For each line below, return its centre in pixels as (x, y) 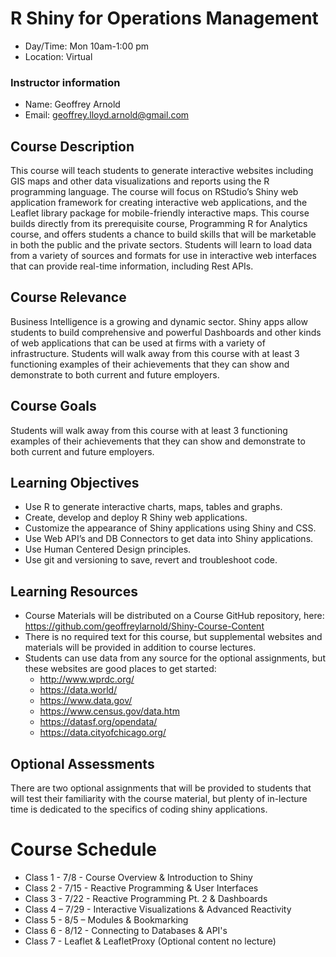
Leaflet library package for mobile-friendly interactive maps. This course (160, 213)
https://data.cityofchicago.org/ (103, 733)
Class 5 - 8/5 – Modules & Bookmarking (106, 920)
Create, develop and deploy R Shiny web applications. (136, 518)
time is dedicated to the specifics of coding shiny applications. (139, 809)
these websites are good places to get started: (120, 669)
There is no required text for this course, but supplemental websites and (173, 637)
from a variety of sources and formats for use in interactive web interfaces (163, 256)
